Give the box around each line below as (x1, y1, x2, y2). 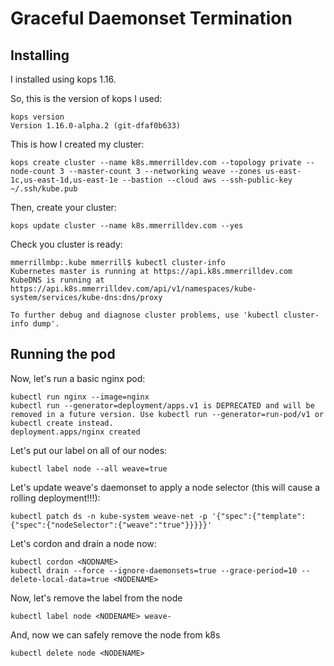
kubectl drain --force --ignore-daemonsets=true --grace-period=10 (10, 565, 298, 576)
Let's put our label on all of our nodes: (10, 444, 168, 456)
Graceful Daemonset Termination (10, 7, 293, 30)
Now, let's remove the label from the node (10, 592, 183, 604)
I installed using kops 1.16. (10, 73, 117, 85)
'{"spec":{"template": (211, 511, 307, 521)
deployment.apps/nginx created (10, 427, 141, 437)
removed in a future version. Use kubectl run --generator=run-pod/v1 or (10, 409, 325, 419)
